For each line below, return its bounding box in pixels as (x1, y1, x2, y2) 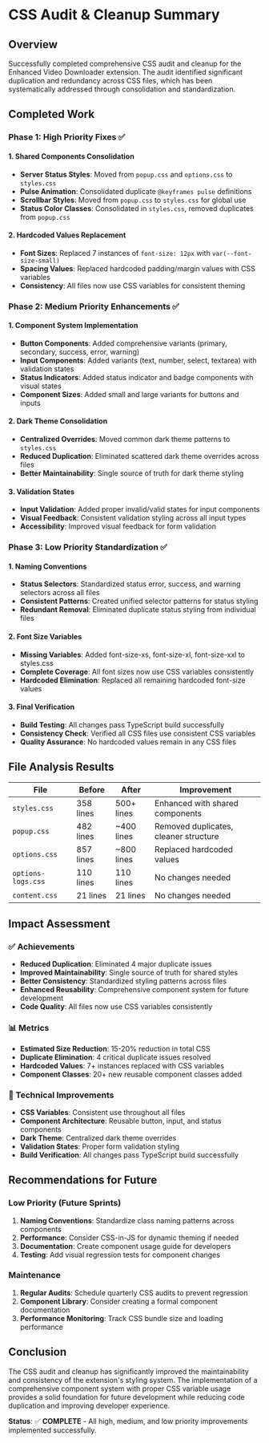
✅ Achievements (8, 941, 75, 952)
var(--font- (211, 249, 252, 257)
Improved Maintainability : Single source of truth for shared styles (19, 968, 239, 978)
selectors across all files (19, 588, 100, 598)
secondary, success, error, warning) (19, 347, 140, 356)
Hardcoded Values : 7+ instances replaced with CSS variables (19, 1060, 224, 1070)
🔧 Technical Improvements (8, 1089, 114, 1100)
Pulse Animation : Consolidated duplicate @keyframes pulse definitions (19, 186, 252, 196)
